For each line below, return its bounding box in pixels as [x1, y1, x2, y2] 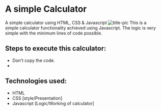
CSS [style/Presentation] [12, 95, 63, 101]
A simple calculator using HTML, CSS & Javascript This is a [5, 20, 147, 26]
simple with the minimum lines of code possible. [5, 30, 103, 36]
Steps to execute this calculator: [5, 44, 107, 53]
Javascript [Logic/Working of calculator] [12, 100, 94, 106]
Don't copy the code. [12, 57, 55, 63]
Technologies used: [5, 77, 67, 85]
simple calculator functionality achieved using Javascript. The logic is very [5, 25, 156, 30]
